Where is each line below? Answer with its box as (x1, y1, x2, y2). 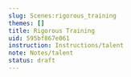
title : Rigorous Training (8, 26, 95, 34)
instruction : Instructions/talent (8, 42, 125, 50)
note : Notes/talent (8, 49, 74, 57)
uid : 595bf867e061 (8, 34, 70, 43)
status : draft (8, 57, 56, 65)
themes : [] (8, 19, 45, 27)
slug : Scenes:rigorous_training (8, 11, 117, 20)
